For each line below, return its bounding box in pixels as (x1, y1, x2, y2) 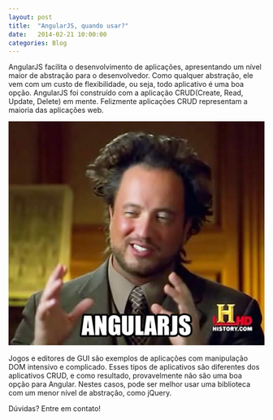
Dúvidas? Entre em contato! (8, 404, 102, 414)
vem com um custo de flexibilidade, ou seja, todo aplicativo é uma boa (8, 80, 245, 89)
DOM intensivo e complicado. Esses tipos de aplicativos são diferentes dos (8, 362, 260, 372)
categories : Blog (8, 39, 67, 47)
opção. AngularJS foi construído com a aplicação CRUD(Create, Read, (8, 88, 244, 97)
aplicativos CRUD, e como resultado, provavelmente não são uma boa (8, 370, 242, 381)
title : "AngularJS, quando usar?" (8, 21, 129, 30)
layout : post (8, 13, 53, 21)
